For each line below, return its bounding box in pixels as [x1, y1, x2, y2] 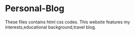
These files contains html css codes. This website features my [5, 19, 130, 25]
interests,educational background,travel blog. [5, 24, 96, 30]
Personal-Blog [5, 3, 65, 14]
